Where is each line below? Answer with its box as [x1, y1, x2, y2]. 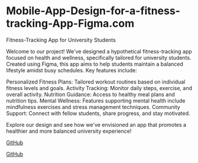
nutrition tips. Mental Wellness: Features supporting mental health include [6, 97, 186, 104]
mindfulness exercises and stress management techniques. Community [6, 103, 180, 110]
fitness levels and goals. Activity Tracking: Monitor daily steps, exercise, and [6, 84, 193, 91]
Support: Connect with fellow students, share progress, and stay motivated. [6, 110, 190, 117]
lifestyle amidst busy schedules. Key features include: [6, 66, 137, 73]
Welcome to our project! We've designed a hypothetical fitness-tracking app [6, 47, 192, 55]
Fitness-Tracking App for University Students [6, 36, 116, 43]
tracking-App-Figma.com [6, 17, 135, 30]
